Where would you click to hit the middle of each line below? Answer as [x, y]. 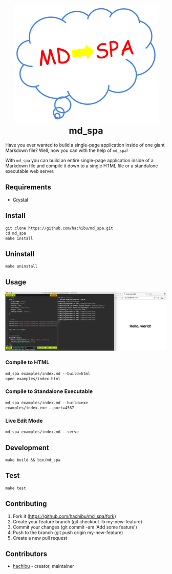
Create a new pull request [40, 538]
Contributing [26, 504]
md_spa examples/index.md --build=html [48, 373]
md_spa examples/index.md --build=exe [47, 403]
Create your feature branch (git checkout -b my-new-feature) [77, 521]
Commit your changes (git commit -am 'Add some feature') [75, 527]
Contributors [26, 554]
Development [27, 447]
